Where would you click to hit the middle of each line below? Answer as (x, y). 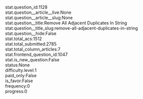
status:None (18, 65)
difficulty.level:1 (21, 70)
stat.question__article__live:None (38, 12)
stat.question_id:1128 (26, 7)
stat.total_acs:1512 (24, 39)
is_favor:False (19, 81)
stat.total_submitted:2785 (31, 44)
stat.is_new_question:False (32, 60)
